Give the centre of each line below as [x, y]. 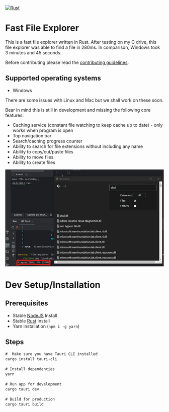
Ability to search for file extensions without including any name [78, 146]
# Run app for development [33, 384]
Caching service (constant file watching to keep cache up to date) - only [88, 125]
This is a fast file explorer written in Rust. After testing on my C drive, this [81, 42]
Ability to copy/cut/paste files [43, 151]
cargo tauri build [24, 404]
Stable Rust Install [31, 321]
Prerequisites [27, 304]
